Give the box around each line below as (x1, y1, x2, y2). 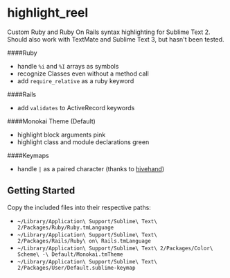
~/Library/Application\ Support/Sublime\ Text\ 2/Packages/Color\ (17, 245, 213, 252)
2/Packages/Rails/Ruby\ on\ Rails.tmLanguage (17, 237, 151, 244)
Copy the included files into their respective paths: (7, 203, 151, 211)
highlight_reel (7, 5, 89, 21)
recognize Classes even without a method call (17, 69, 149, 78)
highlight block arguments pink (17, 130, 106, 139)
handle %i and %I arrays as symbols (17, 62, 119, 70)
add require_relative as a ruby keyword (17, 76, 134, 85)
